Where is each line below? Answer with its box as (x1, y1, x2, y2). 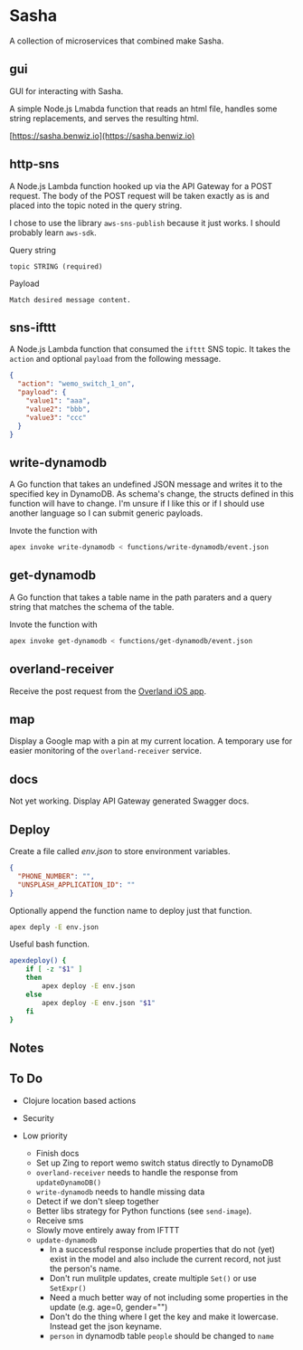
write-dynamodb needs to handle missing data (35, 1186, 205, 1197)
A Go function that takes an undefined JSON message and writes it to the (9, 479, 283, 490)
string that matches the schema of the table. (9, 601, 175, 612)
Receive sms (35, 1214, 84, 1226)
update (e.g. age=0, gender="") (49, 1301, 168, 1312)
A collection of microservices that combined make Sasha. (9, 35, 224, 46)
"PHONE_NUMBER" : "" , (17, 871, 95, 880)
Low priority (22, 1130, 68, 1141)
